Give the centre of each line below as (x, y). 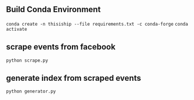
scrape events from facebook (61, 47)
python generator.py (31, 92)
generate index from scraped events (74, 78)
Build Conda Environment (53, 10)
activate (17, 29)
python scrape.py (27, 60)
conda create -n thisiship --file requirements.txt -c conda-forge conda (97, 24)
